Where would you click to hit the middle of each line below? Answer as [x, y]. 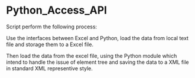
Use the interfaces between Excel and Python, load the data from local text [97, 38]
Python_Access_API [57, 10]
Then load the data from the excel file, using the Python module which [92, 56]
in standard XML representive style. [50, 68]
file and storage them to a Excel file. [50, 44]
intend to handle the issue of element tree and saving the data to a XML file [97, 62]
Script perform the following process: [52, 27]
